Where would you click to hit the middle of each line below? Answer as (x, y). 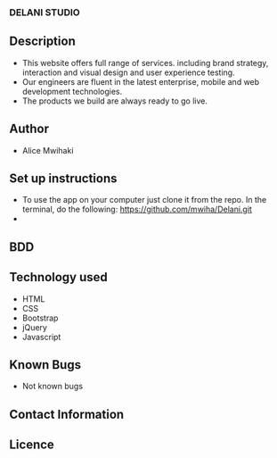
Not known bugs (52, 387)
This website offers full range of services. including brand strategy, (145, 62)
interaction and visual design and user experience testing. (128, 72)
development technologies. (72, 91)
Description (42, 42)
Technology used (59, 277)
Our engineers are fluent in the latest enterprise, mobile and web (141, 81)
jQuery (34, 327)
